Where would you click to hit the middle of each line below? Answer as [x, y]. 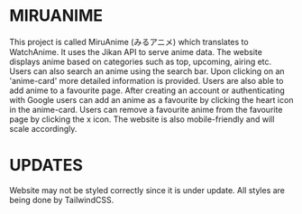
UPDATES [46, 166]
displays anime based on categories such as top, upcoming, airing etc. [141, 61]
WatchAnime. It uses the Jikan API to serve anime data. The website [136, 51]
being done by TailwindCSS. [62, 200]
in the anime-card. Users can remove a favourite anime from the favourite [146, 109]
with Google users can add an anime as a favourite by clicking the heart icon [151, 99]
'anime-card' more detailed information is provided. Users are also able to [146, 80]
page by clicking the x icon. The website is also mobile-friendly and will [142, 119]
